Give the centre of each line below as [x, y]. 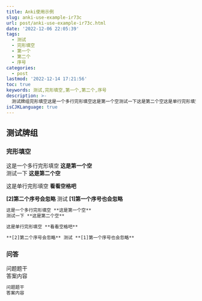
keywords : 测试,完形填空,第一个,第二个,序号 [57, 90]
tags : [13, 34]
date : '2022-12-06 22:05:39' [43, 29]
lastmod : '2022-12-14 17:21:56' [47, 79]
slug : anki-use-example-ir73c [44, 17]
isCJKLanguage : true [32, 107]
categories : [21, 68]
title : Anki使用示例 [30, 12]
